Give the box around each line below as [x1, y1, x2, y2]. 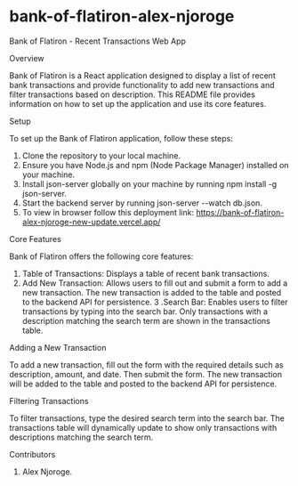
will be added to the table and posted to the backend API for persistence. [9, 378, 278, 389]
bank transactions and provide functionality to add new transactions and [9, 79, 275, 90]
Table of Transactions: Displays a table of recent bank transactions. [21, 268, 270, 279]
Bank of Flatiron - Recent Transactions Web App [9, 36, 187, 46]
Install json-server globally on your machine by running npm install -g [21, 178, 278, 189]
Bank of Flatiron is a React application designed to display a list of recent [9, 69, 276, 81]
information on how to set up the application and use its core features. [9, 98, 267, 109]
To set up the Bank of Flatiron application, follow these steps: [9, 133, 234, 143]
